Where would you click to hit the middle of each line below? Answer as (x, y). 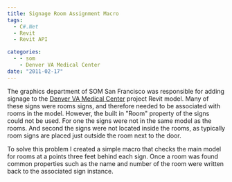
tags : (15, 20)
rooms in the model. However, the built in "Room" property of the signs (108, 113)
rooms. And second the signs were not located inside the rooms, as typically (116, 128)
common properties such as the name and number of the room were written (115, 163)
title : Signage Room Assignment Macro (63, 14)
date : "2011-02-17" (35, 71)
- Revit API (31, 40)
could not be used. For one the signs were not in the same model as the (109, 121)
